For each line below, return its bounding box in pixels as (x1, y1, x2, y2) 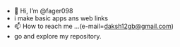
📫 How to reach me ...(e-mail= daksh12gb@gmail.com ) (13, 22, 174, 30)
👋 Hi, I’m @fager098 (13, 7, 73, 15)
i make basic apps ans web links (13, 14, 108, 22)
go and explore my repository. (13, 32, 102, 40)
